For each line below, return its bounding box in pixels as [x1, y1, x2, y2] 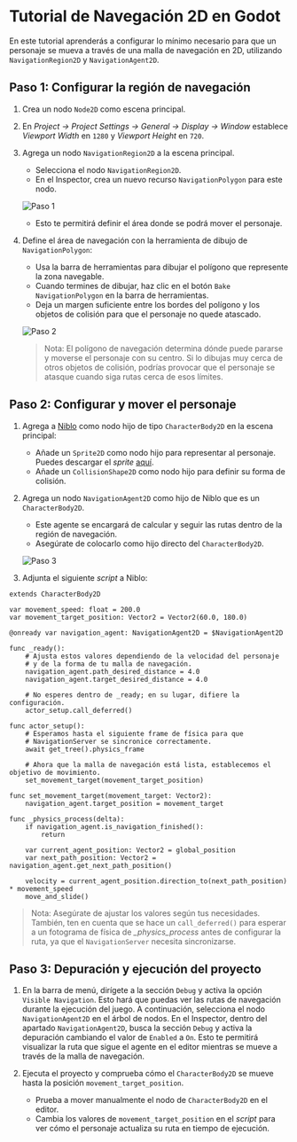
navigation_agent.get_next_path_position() [9, 861, 173, 870]
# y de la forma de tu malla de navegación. [25, 659, 192, 669]
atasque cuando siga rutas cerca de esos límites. [43, 371, 223, 382]
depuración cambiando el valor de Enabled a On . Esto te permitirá [21, 1032, 259, 1043]
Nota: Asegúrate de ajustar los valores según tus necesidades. [30, 907, 261, 919]
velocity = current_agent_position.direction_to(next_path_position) [25, 876, 288, 886]
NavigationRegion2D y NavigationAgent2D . [9, 54, 160, 65]
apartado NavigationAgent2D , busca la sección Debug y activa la [21, 1022, 253, 1034]
